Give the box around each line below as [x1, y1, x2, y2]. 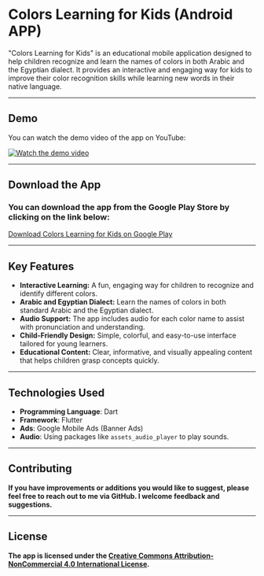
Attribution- [174, 551, 214, 560]
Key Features [8, 260, 75, 273]
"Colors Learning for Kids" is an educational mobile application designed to [8, 48, 252, 57]
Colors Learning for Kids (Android [8, 6, 233, 24]
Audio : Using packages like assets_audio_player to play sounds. [19, 432, 229, 441]
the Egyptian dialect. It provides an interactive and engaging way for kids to [8, 65, 253, 74]
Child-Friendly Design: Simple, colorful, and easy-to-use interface [19, 330, 237, 340]
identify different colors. [19, 289, 98, 298]
